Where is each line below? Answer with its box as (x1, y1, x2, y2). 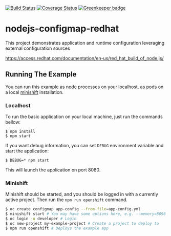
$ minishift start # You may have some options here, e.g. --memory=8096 (5, 211, 166, 217)
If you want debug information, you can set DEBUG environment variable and (5, 143, 164, 149)
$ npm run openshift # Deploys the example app (5, 226, 109, 231)
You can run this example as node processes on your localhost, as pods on (5, 84, 164, 90)
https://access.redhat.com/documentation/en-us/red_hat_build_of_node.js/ (5, 55, 164, 61)
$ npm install (5, 129, 36, 134)
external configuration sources (5, 45, 70, 51)
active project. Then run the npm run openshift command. (5, 196, 128, 203)
